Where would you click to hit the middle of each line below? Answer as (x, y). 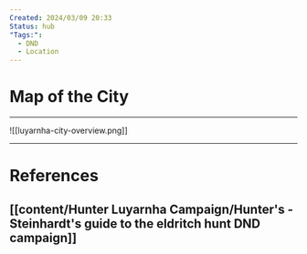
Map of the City (69, 97)
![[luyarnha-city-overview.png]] (69, 131)
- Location (38, 52)
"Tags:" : (26, 35)
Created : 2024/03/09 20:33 (61, 18)
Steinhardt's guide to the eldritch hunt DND (135, 224)
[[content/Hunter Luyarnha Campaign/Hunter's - (152, 209)
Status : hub (32, 26)
